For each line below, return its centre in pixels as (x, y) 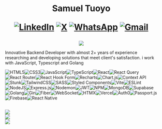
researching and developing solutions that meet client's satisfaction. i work (80, 58)
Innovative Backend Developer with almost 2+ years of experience (71, 53)
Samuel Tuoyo (81, 8)
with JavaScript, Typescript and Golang (44, 63)
